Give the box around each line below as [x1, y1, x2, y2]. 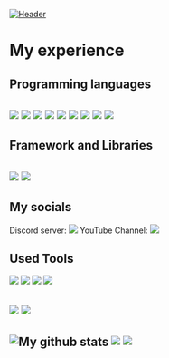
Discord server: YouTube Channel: [9, 225, 148, 236]
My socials [9, 199, 72, 215]
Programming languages [9, 76, 152, 92]
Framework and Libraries [9, 138, 154, 153]
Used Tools [9, 250, 74, 266]
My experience [9, 41, 125, 61]
